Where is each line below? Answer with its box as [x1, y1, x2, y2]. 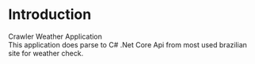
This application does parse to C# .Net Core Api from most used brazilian [8, 40, 248, 49]
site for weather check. [8, 48, 84, 58]
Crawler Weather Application [8, 32, 103, 41]
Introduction [8, 6, 92, 24]
